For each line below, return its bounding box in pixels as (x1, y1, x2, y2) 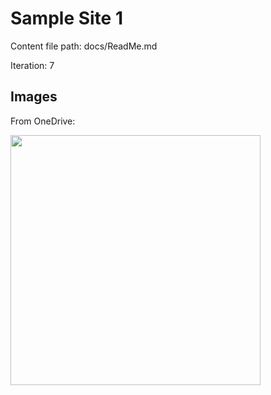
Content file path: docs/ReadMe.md (10, 40, 158, 52)
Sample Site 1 (10, 7, 123, 30)
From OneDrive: (10, 115, 76, 127)
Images (10, 88, 58, 106)
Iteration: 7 (10, 59, 55, 71)
